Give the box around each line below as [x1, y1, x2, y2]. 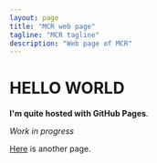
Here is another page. [9, 143, 91, 155]
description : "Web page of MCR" [9, 38, 132, 48]
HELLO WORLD [9, 78, 125, 98]
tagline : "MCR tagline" [9, 30, 100, 39]
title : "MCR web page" [9, 22, 96, 31]
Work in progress [9, 126, 75, 137]
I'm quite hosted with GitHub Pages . [9, 108, 149, 119]
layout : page [9, 13, 59, 23]
